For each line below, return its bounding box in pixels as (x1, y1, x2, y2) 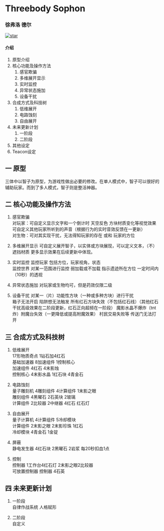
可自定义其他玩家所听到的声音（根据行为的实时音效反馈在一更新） (12, 226, 145, 232)
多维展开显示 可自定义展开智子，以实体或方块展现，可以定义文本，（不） (12, 243, 158, 249)
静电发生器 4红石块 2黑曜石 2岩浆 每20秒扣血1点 (12, 446, 110, 451)
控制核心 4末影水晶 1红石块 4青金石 (12, 372, 84, 377)
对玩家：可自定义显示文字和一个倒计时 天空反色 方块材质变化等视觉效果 (12, 220, 157, 226)
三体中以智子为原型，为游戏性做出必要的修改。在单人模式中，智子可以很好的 (5, 178, 160, 184)
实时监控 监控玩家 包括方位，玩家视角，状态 (12, 260, 101, 265)
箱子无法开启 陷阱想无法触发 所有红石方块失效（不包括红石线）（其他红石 (12, 299, 159, 305)
